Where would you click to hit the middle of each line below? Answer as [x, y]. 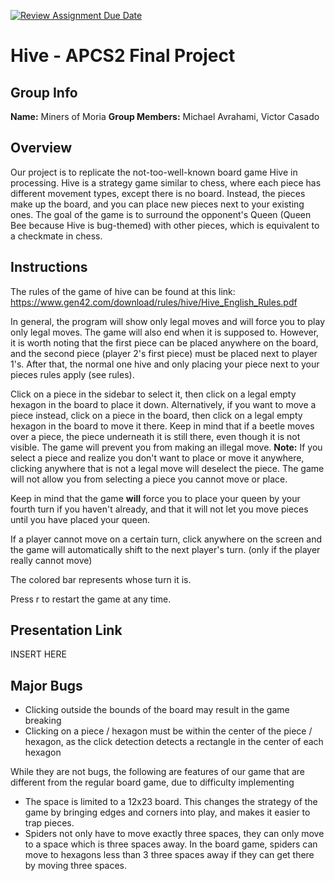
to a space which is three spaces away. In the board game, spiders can [171, 844]
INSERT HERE [38, 654]
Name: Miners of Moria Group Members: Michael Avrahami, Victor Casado [165, 116]
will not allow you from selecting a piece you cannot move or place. [149, 479]
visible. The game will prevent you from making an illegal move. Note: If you [166, 447]
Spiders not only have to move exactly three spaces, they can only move [174, 834]
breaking [43, 721]
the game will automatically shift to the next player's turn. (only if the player [165, 549]
